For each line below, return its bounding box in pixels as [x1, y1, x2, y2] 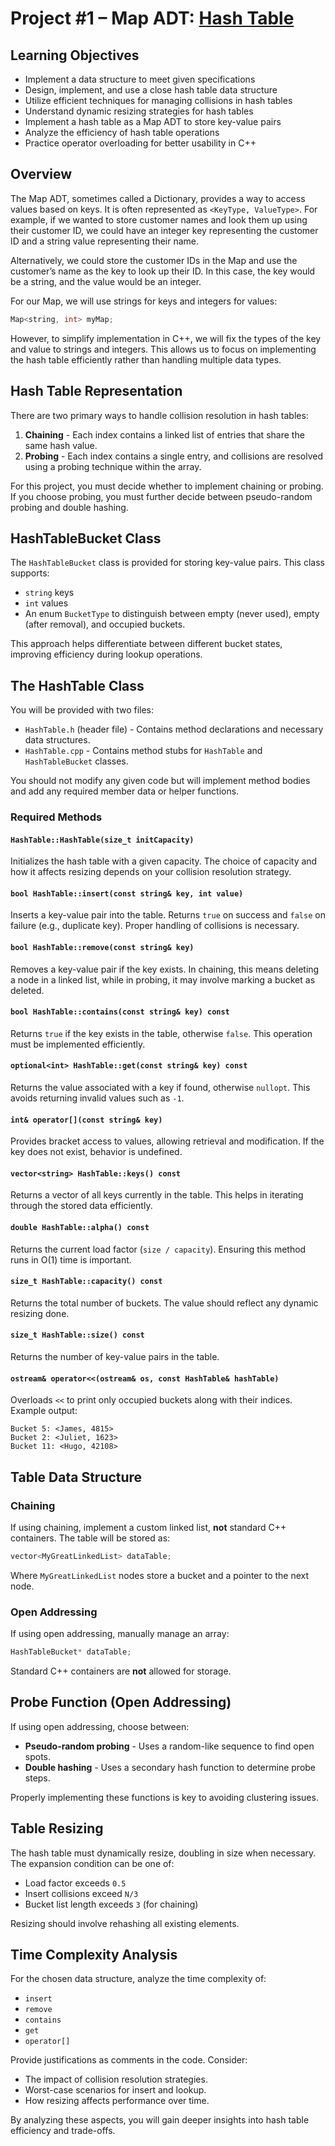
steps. [24, 1772, 51, 1784]
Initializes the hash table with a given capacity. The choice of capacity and [10, 855, 318, 867]
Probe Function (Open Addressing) [10, 1694, 232, 1711]
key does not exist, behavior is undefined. [10, 1146, 183, 1158]
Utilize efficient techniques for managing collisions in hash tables [24, 95, 293, 106]
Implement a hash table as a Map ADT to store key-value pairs [24, 116, 282, 127]
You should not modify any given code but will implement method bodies [10, 775, 311, 787]
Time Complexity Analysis [10, 1947, 178, 1964]
